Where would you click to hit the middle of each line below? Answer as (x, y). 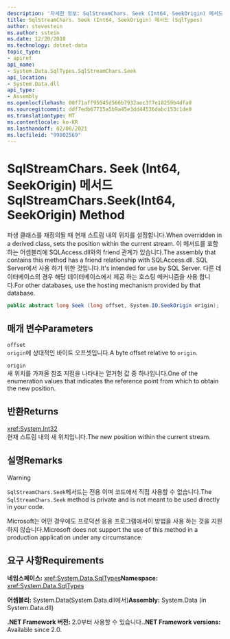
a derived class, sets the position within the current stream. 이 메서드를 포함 (113, 244)
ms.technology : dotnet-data (47, 45)
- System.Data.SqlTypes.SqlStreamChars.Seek (72, 71)
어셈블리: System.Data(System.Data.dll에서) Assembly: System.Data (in (107, 600)
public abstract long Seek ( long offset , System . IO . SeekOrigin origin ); (113, 306)
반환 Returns (33, 412)
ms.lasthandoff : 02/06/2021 (47, 128)
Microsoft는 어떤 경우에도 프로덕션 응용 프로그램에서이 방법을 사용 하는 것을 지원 (115, 521)
